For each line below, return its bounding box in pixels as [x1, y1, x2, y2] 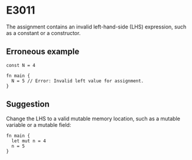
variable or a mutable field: [6, 121, 71, 128]
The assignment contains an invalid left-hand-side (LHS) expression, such [6, 23, 187, 30]
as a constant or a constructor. [6, 29, 81, 36]
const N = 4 [6, 62, 35, 68]
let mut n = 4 [11, 137, 46, 144]
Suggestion [6, 99, 50, 110]
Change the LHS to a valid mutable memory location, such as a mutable [6, 115, 180, 122]
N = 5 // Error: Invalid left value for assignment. [11, 78, 144, 84]
